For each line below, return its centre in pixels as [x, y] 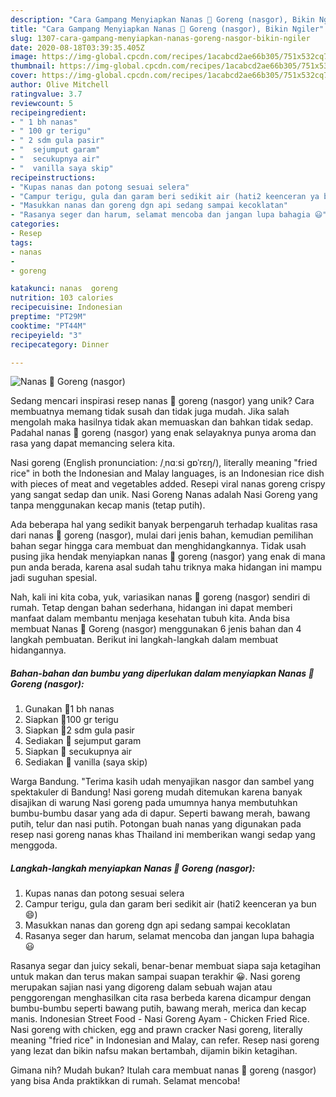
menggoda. [34, 845]
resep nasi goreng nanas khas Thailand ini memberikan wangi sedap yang [163, 835]
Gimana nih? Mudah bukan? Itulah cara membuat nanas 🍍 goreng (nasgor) [163, 1070]
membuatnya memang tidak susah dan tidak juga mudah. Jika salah [150, 412]
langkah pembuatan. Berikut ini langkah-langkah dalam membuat [144, 640]
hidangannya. [38, 650]
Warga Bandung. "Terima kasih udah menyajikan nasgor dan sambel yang [162, 782]
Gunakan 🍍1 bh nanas [69, 709]
